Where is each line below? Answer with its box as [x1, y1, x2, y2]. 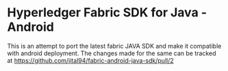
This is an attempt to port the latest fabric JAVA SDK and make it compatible [7, 42, 222, 50]
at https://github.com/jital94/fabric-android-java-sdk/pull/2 [7, 56, 175, 64]
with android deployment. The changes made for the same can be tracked [7, 49, 216, 57]
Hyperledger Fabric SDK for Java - [7, 5, 207, 20]
